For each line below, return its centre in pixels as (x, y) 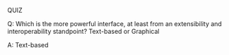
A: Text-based (28, 45)
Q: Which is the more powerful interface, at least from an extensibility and (115, 24)
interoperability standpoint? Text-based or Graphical (83, 31)
